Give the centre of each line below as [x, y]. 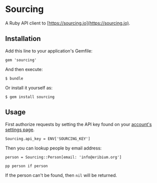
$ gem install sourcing [30, 97]
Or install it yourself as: [29, 87]
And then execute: [24, 69]
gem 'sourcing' [21, 60]
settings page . [20, 129]
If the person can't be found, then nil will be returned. [61, 175]
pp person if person [27, 166]
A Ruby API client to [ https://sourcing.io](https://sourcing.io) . [68, 23]
